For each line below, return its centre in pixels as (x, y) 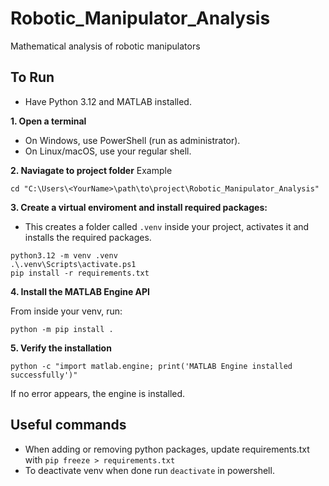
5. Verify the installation (61, 348)
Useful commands (68, 425)
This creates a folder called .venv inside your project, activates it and (167, 226)
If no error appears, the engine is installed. (98, 393)
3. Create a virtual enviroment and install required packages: (139, 207)
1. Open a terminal (48, 121)
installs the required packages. (88, 237)
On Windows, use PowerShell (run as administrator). (132, 140)
